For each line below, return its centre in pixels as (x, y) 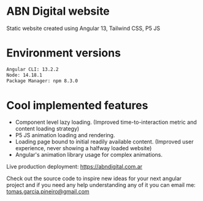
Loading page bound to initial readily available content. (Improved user (104, 142)
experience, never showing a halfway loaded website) (83, 148)
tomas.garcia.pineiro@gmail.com (48, 192)
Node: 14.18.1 (25, 75)
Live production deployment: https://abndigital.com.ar (75, 167)
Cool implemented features (77, 105)
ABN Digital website (58, 11)
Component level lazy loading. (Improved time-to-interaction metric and (106, 122)
